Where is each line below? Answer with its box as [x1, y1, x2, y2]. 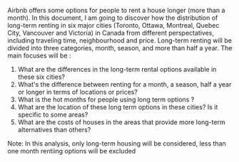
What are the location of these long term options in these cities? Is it [17, 103, 218, 111]
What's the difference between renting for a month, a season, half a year [17, 80, 232, 88]
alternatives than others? [17, 126, 91, 134]
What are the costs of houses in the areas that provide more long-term [17, 118, 226, 126]
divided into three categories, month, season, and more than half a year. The [7, 44, 233, 52]
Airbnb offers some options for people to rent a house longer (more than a [7, 6, 225, 14]
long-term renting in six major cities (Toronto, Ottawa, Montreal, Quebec [7, 21, 220, 29]
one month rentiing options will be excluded [7, 147, 136, 155]
